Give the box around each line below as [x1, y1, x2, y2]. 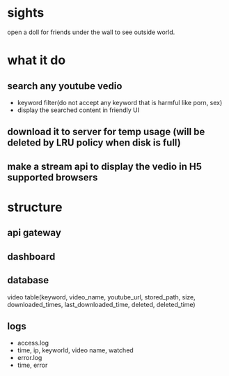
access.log [17, 339, 49, 347]
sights [7, 5, 45, 21]
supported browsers [7, 171, 98, 183]
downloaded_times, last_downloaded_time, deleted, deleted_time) [7, 300, 196, 308]
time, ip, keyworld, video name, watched [17, 346, 134, 354]
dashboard [7, 251, 56, 263]
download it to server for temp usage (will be [7, 126, 205, 138]
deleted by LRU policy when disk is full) [7, 137, 181, 149]
